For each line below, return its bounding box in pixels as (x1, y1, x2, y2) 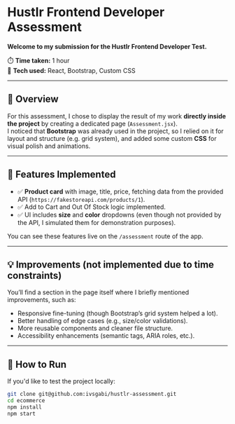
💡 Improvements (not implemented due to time (7, 259, 215, 271)
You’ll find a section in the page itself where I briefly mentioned (7, 288, 190, 296)
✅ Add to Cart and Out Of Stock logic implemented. (17, 203, 166, 211)
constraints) (7, 269, 62, 281)
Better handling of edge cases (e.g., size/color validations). (17, 317, 188, 325)
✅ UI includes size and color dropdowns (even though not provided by (17, 210, 222, 219)
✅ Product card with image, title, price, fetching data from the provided (17, 187, 224, 196)
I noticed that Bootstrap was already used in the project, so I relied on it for (7, 127, 224, 135)
